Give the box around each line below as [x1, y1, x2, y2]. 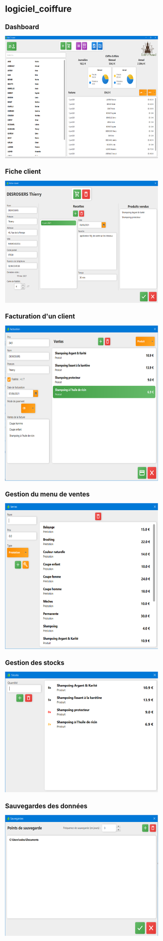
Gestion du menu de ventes [5, 490, 90, 498]
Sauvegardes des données [5, 802, 88, 810]
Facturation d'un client [5, 312, 75, 321]
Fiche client [5, 168, 41, 176]
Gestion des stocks [5, 658, 65, 667]
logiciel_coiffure [5, 3, 72, 15]
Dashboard [5, 23, 39, 31]
